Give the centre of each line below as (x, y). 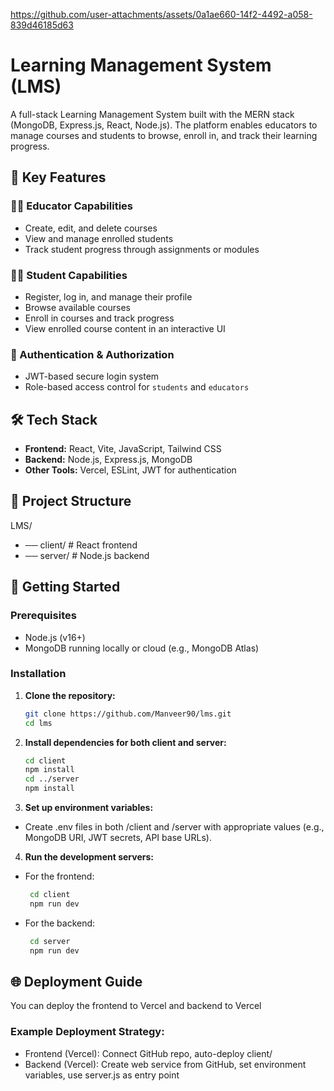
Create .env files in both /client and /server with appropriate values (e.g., (174, 827)
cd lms (38, 723)
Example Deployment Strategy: (87, 1032)
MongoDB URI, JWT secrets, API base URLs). (118, 838)
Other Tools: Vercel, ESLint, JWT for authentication (130, 470)
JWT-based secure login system (92, 376)
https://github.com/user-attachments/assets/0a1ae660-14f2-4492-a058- (161, 14)
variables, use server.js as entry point (102, 1075)
